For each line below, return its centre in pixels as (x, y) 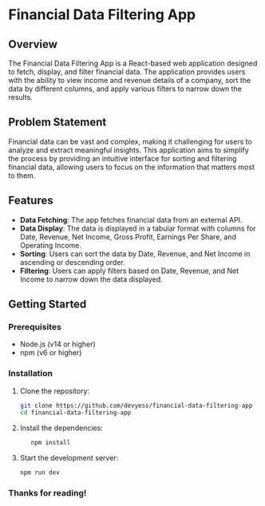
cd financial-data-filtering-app (75, 413)
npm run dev (40, 472)
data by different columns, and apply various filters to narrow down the (125, 89)
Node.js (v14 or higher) (57, 344)
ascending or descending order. (72, 262)
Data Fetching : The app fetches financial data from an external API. (131, 219)
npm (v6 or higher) (51, 353)
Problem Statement (57, 123)
